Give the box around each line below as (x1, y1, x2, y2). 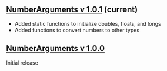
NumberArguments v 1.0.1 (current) (6, 5, 138, 15)
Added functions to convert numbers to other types (14, 26, 140, 33)
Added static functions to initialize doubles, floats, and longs (14, 20, 162, 27)
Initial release (6, 59, 38, 66)
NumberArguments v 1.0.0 (6, 43, 105, 53)
